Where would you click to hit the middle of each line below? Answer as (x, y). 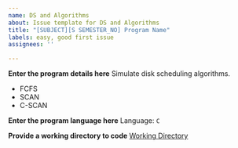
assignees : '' (31, 45)
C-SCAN (33, 106)
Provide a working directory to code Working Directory (98, 136)
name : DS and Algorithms (49, 15)
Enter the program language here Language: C (84, 121)
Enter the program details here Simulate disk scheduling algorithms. (119, 74)
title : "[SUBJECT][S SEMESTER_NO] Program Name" (89, 30)
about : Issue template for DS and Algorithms (84, 23)
